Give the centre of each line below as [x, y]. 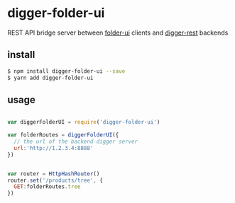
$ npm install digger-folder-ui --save [66, 71]
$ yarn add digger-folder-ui [50, 78]
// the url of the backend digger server [76, 142]
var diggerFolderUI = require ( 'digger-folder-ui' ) [84, 122]
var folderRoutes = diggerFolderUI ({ [63, 135]
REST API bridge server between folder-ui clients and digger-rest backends [118, 33]
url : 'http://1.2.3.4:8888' [54, 148]
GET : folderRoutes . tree [47, 187]
